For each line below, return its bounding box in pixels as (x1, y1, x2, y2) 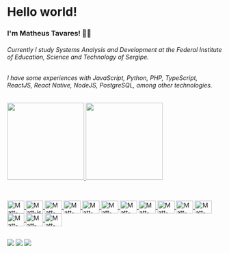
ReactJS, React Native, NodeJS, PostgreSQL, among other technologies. (7, 81, 213, 90)
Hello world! (7, 4, 77, 20)
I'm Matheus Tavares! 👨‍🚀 (7, 29, 92, 38)
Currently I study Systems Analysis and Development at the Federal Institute (7, 45, 222, 53)
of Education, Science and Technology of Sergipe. (7, 53, 149, 61)
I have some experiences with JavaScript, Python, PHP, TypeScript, (7, 74, 198, 82)
